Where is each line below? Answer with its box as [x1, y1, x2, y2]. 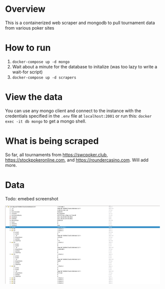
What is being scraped [5, 135, 99, 146]
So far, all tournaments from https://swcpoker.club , [5, 152, 108, 158]
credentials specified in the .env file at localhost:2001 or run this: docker [5, 113, 152, 119]
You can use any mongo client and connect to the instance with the [5, 107, 141, 114]
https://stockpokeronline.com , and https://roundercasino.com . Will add [5, 157, 149, 163]
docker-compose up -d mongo [12, 59, 70, 64]
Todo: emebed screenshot [5, 195, 58, 201]
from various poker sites [5, 25, 55, 31]
